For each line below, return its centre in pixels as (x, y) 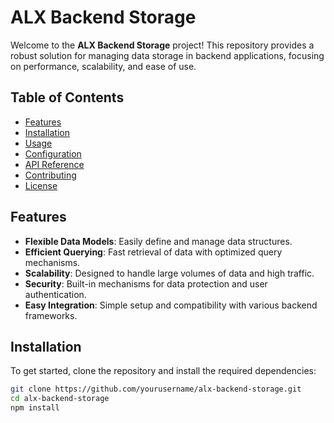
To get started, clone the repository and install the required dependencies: (163, 371)
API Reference (54, 164)
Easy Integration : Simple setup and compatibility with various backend (171, 305)
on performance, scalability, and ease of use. (103, 66)
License (41, 185)
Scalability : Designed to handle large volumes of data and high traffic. (169, 273)
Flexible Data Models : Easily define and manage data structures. (158, 241)
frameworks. (51, 315)
